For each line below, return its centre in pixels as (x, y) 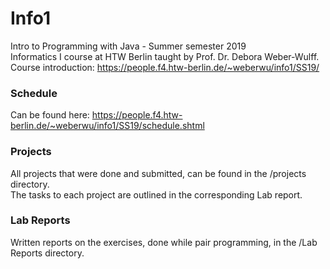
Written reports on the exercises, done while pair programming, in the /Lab (164, 242)
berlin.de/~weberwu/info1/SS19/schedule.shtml (107, 126)
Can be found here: (50, 115)
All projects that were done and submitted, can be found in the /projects (158, 173)
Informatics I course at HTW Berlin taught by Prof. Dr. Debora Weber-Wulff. (165, 56)
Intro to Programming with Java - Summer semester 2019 (128, 46)
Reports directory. (47, 253)
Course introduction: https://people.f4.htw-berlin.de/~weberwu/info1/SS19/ (165, 67)
